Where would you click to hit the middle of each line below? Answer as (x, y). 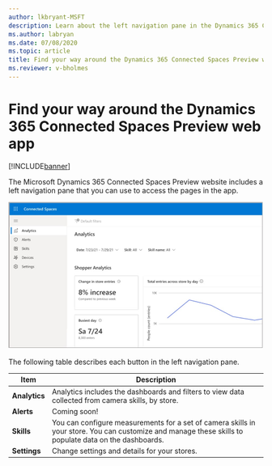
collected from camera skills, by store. (115, 400)
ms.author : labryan (41, 34)
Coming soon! (75, 411)
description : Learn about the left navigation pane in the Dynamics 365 (134, 25)
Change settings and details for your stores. (124, 451)
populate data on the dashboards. (108, 440)
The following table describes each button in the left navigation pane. (124, 362)
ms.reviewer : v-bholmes (49, 69)
